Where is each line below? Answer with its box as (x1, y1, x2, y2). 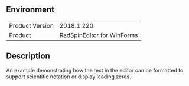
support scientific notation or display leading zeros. (6, 73, 131, 80)
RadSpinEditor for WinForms (59, 31, 138, 39)
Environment (6, 5, 55, 15)
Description (6, 51, 50, 61)
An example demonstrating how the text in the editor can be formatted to (6, 67, 184, 74)
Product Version (9, 21, 54, 29)
